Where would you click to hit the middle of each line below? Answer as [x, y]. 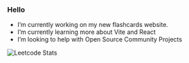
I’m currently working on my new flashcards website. [92, 25]
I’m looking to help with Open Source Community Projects [99, 39]
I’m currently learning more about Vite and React [86, 32]
